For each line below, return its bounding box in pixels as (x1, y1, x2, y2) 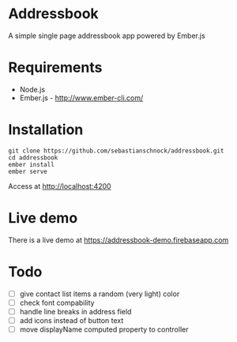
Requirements (8, 58, 103, 77)
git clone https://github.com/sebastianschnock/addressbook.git (8, 147, 224, 155)
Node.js (19, 85, 46, 94)
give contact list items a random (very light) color (19, 289, 180, 299)
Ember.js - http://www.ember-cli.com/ (19, 92, 144, 103)
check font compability (19, 298, 95, 307)
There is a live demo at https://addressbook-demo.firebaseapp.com (8, 235, 229, 245)
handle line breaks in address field (19, 306, 132, 316)
